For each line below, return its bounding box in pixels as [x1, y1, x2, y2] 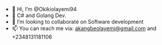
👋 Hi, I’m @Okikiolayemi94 [11, 6, 77, 12]
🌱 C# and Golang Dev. [11, 12, 67, 19]
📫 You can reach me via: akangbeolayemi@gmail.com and [11, 25, 157, 32]
